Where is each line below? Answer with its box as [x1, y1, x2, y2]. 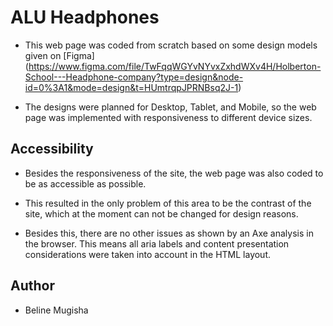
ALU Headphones [10, 6, 160, 29]
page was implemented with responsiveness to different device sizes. [24, 111, 313, 123]
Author [10, 277, 55, 295]
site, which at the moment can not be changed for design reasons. [24, 207, 299, 220]
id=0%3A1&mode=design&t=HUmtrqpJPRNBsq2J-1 [24, 81, 239, 93]
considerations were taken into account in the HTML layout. [24, 248, 272, 260]
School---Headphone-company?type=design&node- [24, 71, 244, 83]
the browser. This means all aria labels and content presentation [24, 237, 290, 250]
